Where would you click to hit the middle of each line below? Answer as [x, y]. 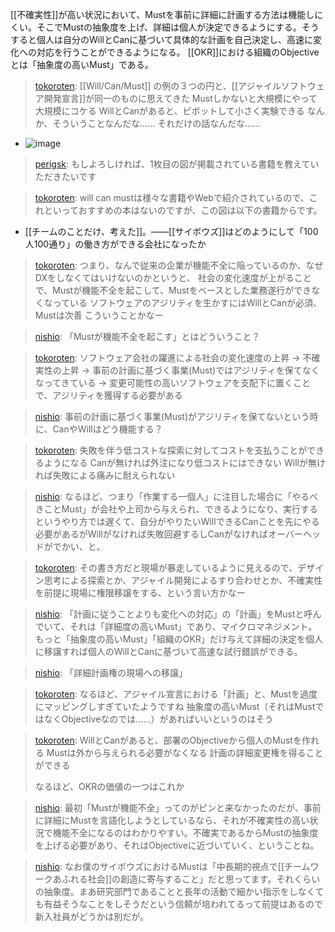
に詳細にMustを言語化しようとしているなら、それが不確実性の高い [172, 820]
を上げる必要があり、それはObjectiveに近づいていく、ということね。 [177, 845]
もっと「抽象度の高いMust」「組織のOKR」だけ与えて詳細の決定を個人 [179, 639]
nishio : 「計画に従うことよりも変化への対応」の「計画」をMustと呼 [173, 614]
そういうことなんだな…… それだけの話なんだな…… [156, 123]
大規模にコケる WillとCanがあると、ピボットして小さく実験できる [169, 111]
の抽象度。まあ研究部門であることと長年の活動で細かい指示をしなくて [179, 891]
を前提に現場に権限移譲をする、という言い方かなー [140, 592]
